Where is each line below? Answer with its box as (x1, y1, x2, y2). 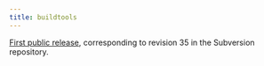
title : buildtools (9, 12, 77, 22)
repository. (9, 46, 49, 57)
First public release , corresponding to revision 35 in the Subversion (9, 37, 255, 48)
